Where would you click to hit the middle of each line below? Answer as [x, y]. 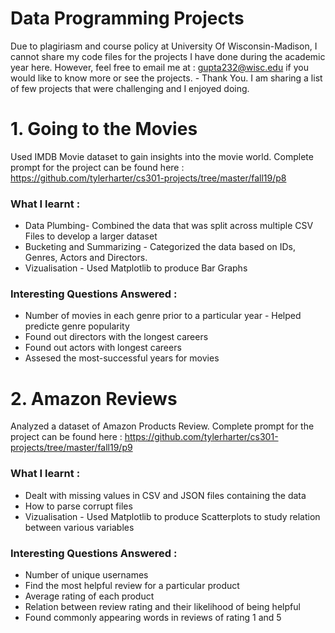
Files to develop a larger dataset [91, 236]
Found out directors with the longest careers [116, 337]
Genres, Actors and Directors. [86, 258]
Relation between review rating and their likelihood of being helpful [162, 606]
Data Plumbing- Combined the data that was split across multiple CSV [169, 226]
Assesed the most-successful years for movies [122, 358]
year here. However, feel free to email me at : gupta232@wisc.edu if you [159, 67]
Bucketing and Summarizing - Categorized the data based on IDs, [160, 247]
